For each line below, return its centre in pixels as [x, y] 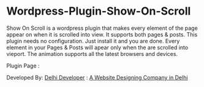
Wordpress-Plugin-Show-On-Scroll [99, 11]
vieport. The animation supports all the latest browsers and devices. [92, 54]
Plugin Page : [23, 66]
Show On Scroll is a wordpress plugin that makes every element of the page [102, 28]
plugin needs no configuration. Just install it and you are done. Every [93, 41]
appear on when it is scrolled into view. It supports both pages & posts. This [102, 34]
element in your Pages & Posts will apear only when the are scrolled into [97, 47]
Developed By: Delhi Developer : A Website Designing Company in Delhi [97, 77]
